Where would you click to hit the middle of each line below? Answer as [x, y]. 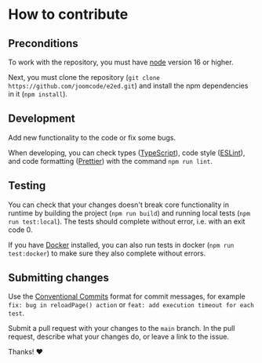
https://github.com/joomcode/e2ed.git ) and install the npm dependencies [128, 85]
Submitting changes [59, 278]
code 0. [20, 230]
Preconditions [43, 44]
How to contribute [68, 15]
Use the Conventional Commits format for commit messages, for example [127, 296]
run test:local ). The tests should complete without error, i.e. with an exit [127, 221]
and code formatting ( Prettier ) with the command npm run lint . [111, 161]
